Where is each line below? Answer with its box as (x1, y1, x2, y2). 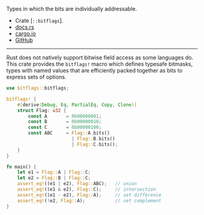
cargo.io (15, 30, 36, 37)
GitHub (15, 37, 33, 43)
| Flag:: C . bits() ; (71, 141, 118, 147)
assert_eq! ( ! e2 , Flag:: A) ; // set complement (17, 197, 162, 203)
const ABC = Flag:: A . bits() (28, 130, 110, 136)
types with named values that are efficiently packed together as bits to (6, 67, 183, 74)
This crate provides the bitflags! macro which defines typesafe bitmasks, (6, 60, 193, 68)
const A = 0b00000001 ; (28, 113, 102, 119)
